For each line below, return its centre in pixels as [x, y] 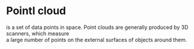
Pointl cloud [36, 11]
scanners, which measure [38, 33]
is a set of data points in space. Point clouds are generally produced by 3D [97, 27]
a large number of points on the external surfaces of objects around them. [97, 40]
